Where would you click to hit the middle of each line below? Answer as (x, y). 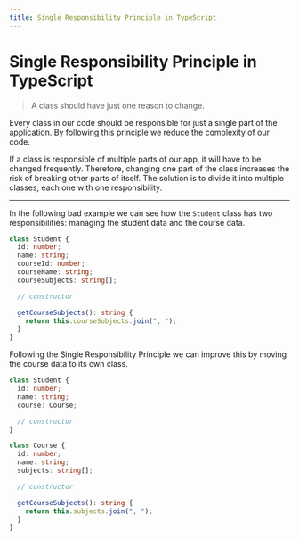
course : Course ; (47, 405)
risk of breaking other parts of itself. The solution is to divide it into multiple (147, 178)
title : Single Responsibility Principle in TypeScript (113, 17)
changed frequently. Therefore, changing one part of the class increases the (149, 168)
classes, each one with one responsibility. (86, 187)
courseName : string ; (55, 272)
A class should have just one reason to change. (117, 105)
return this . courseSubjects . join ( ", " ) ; (101, 321)
